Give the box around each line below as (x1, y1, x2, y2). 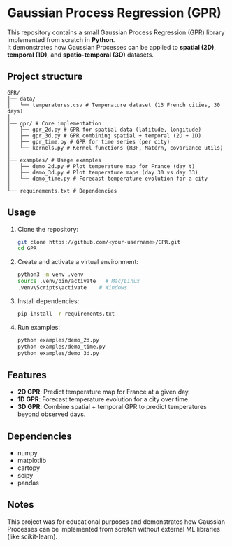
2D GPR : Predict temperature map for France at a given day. (17, 387, 191, 396)
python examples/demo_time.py (17, 343, 106, 350)
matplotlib (17, 457, 47, 465)
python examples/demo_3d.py (17, 349, 99, 356)
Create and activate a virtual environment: (17, 258, 138, 266)
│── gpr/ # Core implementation (7, 120, 101, 127)
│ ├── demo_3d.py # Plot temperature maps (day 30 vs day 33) (7, 169, 198, 176)
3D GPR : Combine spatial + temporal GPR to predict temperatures (17, 403, 208, 411)
